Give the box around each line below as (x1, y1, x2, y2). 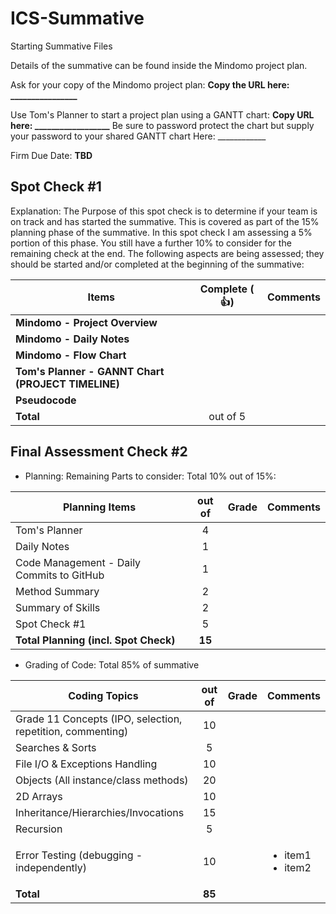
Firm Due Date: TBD (10, 149, 93, 161)
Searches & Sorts (15, 740, 97, 754)
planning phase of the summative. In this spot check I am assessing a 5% (10, 226, 313, 238)
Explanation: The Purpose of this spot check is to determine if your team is (10, 205, 318, 217)
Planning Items (62, 500, 137, 514)
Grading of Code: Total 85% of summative (24, 658, 200, 671)
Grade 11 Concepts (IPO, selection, (15, 712, 183, 726)
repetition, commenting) (15, 724, 129, 738)
